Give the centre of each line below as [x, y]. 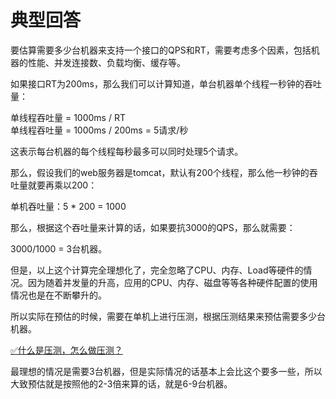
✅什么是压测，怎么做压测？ [66, 350]
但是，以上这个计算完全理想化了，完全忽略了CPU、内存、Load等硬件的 [157, 270]
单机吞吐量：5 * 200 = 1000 [68, 206]
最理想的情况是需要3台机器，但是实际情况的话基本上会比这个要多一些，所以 [166, 371]
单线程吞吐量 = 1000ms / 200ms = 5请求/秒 [99, 130]
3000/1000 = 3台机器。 [59, 248]
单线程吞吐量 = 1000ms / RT [68, 117]
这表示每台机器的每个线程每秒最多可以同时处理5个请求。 [127, 151]
